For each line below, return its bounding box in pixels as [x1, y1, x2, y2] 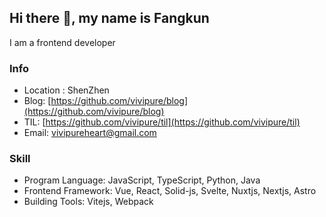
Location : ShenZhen [23, 84, 110, 96]
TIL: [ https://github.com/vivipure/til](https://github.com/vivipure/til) [23, 116, 301, 128]
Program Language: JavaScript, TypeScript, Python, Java [23, 174, 261, 186]
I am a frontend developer [9, 36, 116, 48]
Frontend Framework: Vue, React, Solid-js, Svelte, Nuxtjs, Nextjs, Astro [23, 185, 317, 197]
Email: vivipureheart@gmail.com [23, 127, 157, 139]
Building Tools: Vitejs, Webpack [23, 196, 154, 208]
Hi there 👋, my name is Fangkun [9, 10, 210, 27]
